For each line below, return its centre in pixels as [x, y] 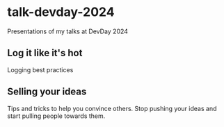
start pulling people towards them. [56, 116]
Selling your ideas [47, 92]
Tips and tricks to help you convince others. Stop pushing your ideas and [112, 108]
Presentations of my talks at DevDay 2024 [68, 31]
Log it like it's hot [45, 53]
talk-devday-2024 [61, 12]
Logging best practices [40, 69]
